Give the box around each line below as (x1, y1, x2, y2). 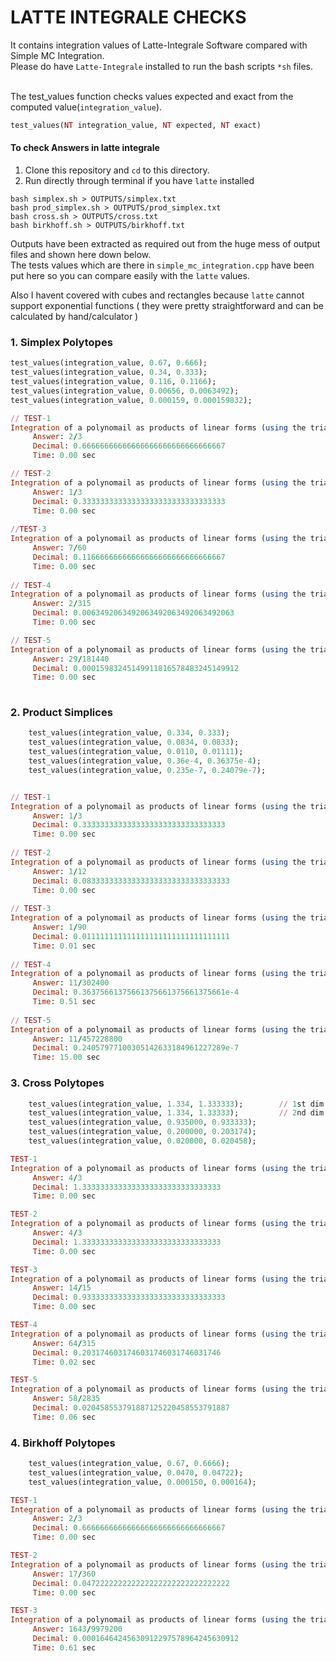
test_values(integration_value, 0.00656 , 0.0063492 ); (10, 386, 240, 396)
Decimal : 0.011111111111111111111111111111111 (32, 931, 230, 941)
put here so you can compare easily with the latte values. (10, 270, 250, 282)
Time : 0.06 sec (32, 1412, 97, 1422)
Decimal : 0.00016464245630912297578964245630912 (32, 1634, 240, 1644)
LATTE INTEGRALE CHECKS (10, 6, 247, 29)
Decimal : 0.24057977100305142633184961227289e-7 (32, 1043, 240, 1053)
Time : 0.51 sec (32, 997, 97, 1007)
